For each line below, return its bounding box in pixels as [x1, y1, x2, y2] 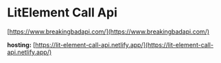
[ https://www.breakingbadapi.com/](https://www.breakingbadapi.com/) [7, 27, 210, 36]
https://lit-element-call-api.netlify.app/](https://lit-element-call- [35, 40, 214, 49]
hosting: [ [7, 40, 36, 49]
